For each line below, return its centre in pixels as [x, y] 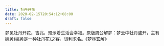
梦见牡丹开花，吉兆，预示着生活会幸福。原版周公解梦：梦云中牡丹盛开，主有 [82, 33]
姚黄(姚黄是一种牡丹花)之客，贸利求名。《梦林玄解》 [57, 39]
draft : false [18, 18]
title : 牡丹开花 [20, 9]
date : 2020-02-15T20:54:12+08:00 [39, 14]
